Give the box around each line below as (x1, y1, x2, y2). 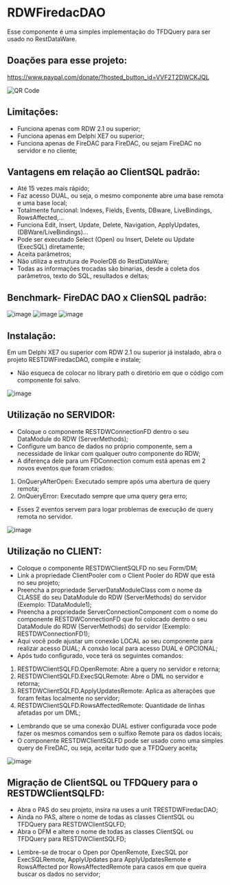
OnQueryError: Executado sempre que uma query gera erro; (16, 492, 187, 500)
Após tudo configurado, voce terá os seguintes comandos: (16, 651, 184, 660)
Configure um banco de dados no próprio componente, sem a (16, 441, 193, 450)
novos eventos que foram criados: (16, 463, 115, 472)
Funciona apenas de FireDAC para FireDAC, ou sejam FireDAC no (16, 139, 202, 147)
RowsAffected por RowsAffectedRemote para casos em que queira (16, 863, 207, 871)
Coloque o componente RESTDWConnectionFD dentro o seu (16, 427, 189, 435)
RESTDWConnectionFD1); (16, 630, 91, 638)
